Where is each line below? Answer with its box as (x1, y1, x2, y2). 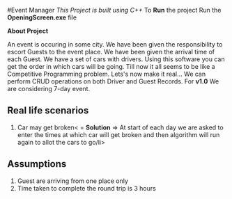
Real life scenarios (7, 104, 89, 117)
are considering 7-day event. (7, 85, 91, 93)
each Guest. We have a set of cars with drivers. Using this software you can (7, 55, 225, 63)
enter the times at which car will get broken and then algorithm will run (17, 130, 220, 138)
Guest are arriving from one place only (17, 177, 129, 185)
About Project (7, 27, 49, 35)
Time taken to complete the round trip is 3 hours (17, 184, 157, 192)
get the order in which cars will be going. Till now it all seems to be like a (7, 63, 215, 70)
